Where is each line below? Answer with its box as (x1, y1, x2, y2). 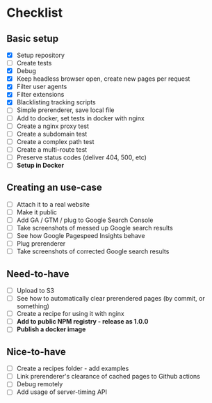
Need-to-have (6, 268, 70, 280)
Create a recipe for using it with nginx (16, 310, 124, 318)
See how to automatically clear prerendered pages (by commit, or (16, 294, 206, 303)
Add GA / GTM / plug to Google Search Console (16, 216, 154, 224)
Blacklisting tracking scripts (16, 98, 96, 106)
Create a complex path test (16, 137, 95, 145)
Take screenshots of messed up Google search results (16, 223, 173, 232)
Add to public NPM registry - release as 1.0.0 (16, 317, 149, 326)
